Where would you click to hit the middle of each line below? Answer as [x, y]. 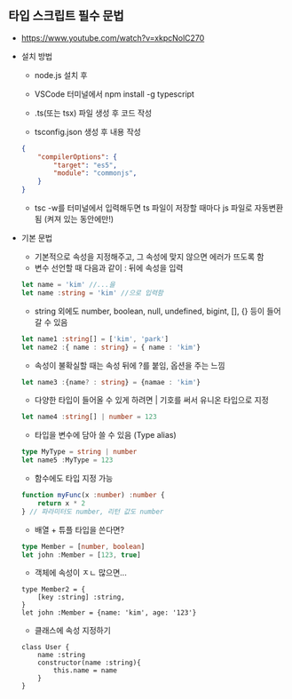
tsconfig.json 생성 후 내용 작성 [87, 131]
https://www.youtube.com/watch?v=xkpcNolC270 [113, 37]
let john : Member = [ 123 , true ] [81, 555]
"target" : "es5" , [85, 165]
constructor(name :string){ [89, 663]
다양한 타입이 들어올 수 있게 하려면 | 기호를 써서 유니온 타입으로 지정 [152, 400]
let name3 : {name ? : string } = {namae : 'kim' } [111, 382]
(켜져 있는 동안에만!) [79, 219]
